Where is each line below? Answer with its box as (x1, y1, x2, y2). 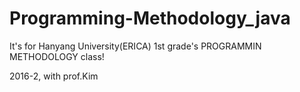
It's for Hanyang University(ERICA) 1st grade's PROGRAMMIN (9, 40, 262, 52)
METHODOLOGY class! (9, 50, 105, 62)
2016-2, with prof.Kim (9, 70, 99, 82)
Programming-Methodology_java (9, 7, 291, 30)
